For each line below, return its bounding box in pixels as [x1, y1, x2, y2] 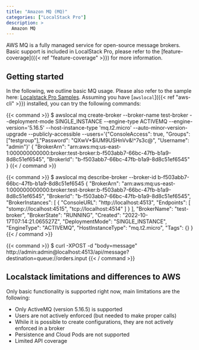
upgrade [6, 130, 27, 137]
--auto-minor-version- [132, 124, 188, 132]
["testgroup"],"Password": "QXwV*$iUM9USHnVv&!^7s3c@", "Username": [6, 137, 189, 144]
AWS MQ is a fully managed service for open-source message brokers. [6, 42, 181, 49]
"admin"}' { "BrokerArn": [6, 143, 67, 151]
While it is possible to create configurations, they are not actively [14, 318, 173, 325]
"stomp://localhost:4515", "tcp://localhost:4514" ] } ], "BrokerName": [6, 205, 173, 212]
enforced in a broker [14, 324, 65, 332]
